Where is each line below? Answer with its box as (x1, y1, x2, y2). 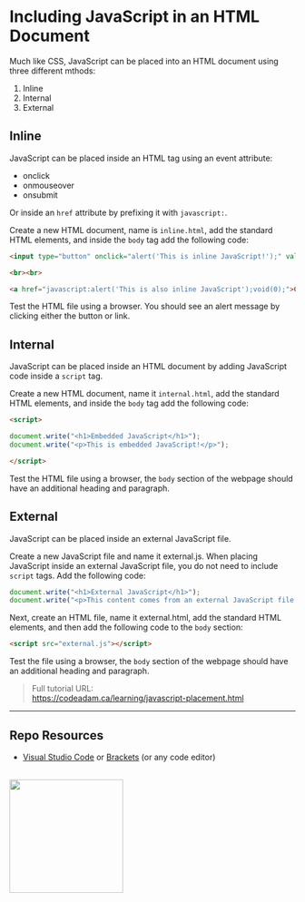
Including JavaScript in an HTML (9, 6, 261, 27)
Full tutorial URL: (31, 683, 93, 694)
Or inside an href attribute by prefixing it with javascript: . (9, 207, 228, 218)
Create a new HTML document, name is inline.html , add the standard (9, 224, 273, 235)
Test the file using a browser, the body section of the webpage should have (9, 656, 289, 667)
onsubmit (22, 189, 58, 201)
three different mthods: (9, 65, 96, 76)
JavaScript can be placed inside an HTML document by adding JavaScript (9, 361, 288, 372)
